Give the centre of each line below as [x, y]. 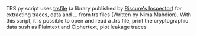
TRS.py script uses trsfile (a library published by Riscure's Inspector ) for [94, 8]
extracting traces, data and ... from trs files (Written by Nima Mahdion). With [98, 15]
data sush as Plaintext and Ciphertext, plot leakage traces [76, 27]
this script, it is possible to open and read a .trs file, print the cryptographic [97, 21]
